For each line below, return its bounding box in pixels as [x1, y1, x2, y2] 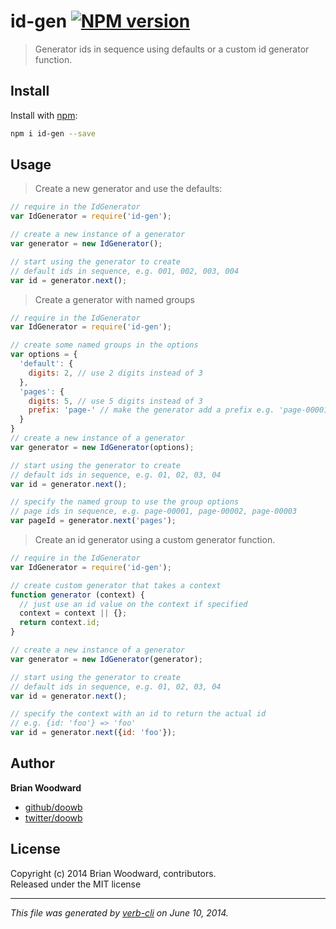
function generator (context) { [10, 590, 145, 600]
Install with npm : [10, 109, 78, 121]
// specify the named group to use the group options [10, 497, 240, 507]
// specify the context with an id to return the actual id [10, 709, 267, 719]
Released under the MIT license [10, 878, 142, 890]
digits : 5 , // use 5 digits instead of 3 [28, 396, 203, 406]
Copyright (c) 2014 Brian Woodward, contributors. [10, 867, 217, 879]
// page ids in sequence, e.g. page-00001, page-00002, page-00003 [10, 506, 298, 517]
